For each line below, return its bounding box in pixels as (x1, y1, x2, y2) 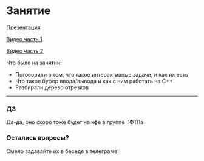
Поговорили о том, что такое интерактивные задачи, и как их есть (15, 70, 188, 78)
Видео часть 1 (6, 35, 42, 43)
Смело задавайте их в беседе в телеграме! (6, 147, 120, 155)
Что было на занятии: (6, 59, 62, 66)
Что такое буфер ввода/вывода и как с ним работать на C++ (15, 77, 173, 84)
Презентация (6, 24, 41, 31)
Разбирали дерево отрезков (15, 83, 89, 91)
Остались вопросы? (6, 134, 69, 142)
